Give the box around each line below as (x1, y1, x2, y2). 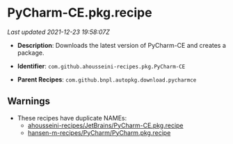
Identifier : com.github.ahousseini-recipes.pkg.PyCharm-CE (17, 62, 186, 70)
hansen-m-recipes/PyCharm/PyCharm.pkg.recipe (27, 128, 171, 136)
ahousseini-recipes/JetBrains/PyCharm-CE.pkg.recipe (27, 121, 184, 129)
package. (17, 48, 45, 57)
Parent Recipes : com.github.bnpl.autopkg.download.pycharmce (17, 75, 197, 84)
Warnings (7, 96, 51, 107)
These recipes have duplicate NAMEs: (17, 114, 127, 122)
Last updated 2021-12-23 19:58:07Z (7, 28, 110, 36)
